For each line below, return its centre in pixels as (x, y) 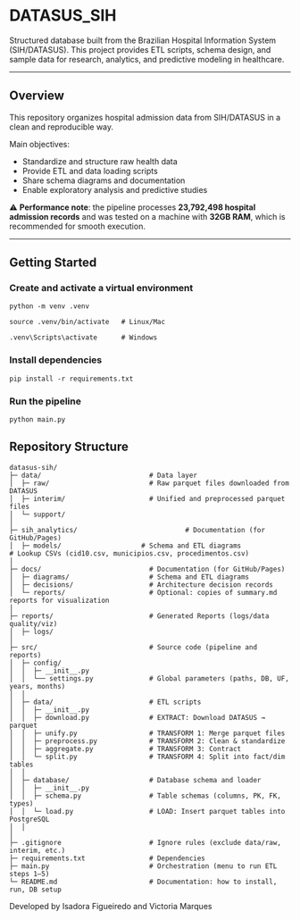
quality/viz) (33, 623)
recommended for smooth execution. (77, 226)
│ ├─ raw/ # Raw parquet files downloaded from (150, 483)
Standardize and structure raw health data (100, 161)
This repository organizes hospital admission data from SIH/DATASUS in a (145, 117)
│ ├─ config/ (36, 663)
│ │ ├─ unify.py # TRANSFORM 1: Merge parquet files (147, 733)
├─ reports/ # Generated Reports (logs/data (139, 616)
